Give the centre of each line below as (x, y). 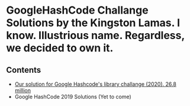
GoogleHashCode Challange (78, 10)
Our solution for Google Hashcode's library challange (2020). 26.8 (95, 84)
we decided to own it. (60, 48)
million (23, 90)
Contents (24, 70)
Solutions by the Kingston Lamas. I (93, 23)
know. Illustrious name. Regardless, (95, 36)
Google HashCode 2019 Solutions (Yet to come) (73, 97)
